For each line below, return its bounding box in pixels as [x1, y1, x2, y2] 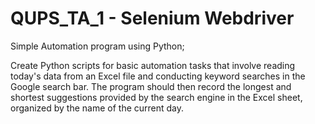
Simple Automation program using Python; [10, 40, 185, 52]
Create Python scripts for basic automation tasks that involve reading [10, 59, 296, 71]
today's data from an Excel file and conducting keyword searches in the [10, 70, 306, 82]
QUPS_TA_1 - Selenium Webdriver [10, 7, 295, 30]
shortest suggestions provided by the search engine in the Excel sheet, [10, 91, 303, 103]
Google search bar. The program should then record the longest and [10, 80, 292, 92]
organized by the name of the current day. [10, 102, 185, 114]
